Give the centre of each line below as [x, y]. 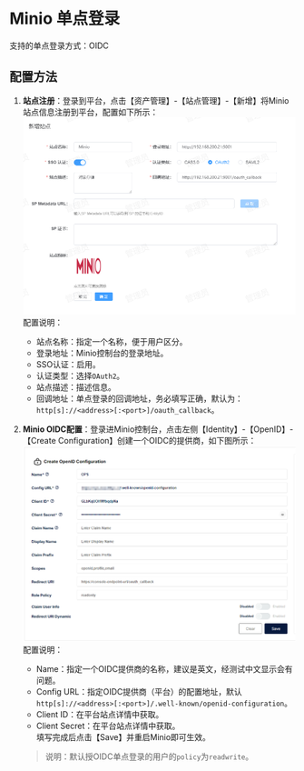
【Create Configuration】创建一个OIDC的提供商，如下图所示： [139, 441]
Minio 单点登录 [65, 19]
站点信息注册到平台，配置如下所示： [90, 112]
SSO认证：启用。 [69, 365]
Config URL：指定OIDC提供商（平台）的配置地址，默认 [139, 692]
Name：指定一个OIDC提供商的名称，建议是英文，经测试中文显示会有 [164, 669]
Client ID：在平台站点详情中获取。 [100, 715]
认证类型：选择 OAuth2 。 [80, 376]
